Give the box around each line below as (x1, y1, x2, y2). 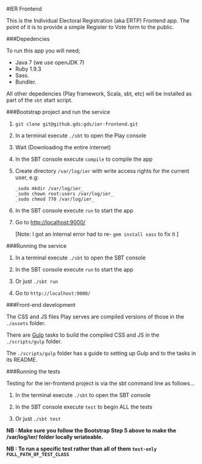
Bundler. (15, 79, 37, 85)
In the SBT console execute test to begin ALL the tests (15, 403, 153, 410)
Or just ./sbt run (15, 278, 58, 285)
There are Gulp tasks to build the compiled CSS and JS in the (6, 331, 160, 339)
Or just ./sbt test (15, 415, 61, 422)
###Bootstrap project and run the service (6, 108, 111, 115)
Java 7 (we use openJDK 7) (15, 59, 85, 66)
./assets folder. (6, 320, 46, 326)
